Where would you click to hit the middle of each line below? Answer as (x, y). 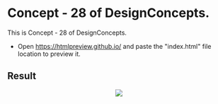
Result (22, 76)
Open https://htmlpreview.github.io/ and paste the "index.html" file (114, 46)
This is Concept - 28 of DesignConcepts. (67, 33)
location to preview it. (49, 54)
